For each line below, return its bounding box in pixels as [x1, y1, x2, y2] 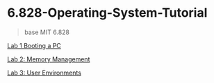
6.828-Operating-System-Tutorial [7, 5, 208, 21]
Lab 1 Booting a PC [7, 41, 61, 50]
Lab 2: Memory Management [7, 54, 90, 63]
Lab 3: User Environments [7, 68, 82, 77]
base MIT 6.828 [24, 28, 70, 36]
